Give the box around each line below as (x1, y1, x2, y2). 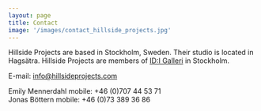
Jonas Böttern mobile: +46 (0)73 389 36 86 (8, 95, 151, 105)
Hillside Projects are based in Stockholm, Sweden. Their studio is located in (8, 48, 254, 57)
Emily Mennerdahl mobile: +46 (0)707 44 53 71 (8, 87, 161, 96)
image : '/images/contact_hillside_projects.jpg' (8, 26, 172, 34)
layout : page (8, 11, 51, 20)
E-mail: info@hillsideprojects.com (8, 72, 118, 81)
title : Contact (8, 19, 59, 27)
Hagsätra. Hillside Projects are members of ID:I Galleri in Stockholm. (8, 56, 230, 65)
